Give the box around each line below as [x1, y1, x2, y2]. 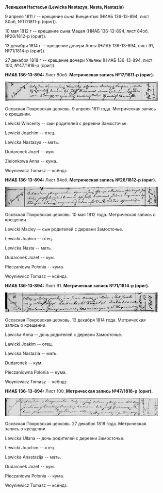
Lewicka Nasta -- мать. [5, 245, 52, 251]
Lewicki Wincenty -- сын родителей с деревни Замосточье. [5, 121, 128, 126]
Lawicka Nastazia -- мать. [5, 350, 58, 356]
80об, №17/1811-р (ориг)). [5, 19, 57, 24]
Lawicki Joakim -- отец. [5, 341, 53, 347]
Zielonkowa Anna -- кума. [5, 158, 58, 164]
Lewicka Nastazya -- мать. [5, 140, 59, 145]
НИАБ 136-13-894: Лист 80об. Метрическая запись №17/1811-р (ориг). [5, 72, 154, 77]
